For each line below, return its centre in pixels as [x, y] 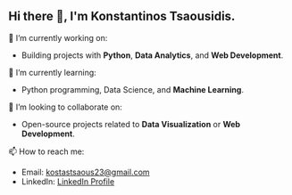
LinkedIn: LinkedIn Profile [68, 181]
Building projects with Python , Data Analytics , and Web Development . [152, 55]
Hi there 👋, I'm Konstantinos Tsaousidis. [122, 16]
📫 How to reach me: [46, 151]
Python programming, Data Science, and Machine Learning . [133, 89]
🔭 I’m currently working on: [58, 37]
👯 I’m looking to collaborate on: [65, 107]
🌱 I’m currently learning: [53, 72]
